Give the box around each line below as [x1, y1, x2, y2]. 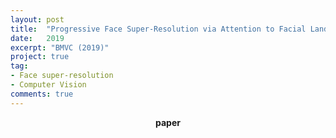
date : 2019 [10, 33, 65, 43]
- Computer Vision [10, 80, 87, 90]
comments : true [10, 89, 74, 99]
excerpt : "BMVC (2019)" [10, 42, 110, 53]
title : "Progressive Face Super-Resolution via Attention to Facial [10, 24, 307, 34]
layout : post [10, 14, 65, 25]
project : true [10, 52, 70, 62]
